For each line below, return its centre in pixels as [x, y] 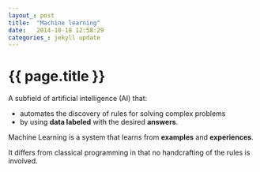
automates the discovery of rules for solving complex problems [122, 114]
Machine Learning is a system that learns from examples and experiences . [131, 137]
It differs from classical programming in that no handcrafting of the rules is [129, 153]
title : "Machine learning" [55, 23]
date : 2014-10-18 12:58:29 [56, 30]
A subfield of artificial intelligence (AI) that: [78, 99]
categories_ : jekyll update [55, 37]
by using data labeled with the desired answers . [99, 122]
